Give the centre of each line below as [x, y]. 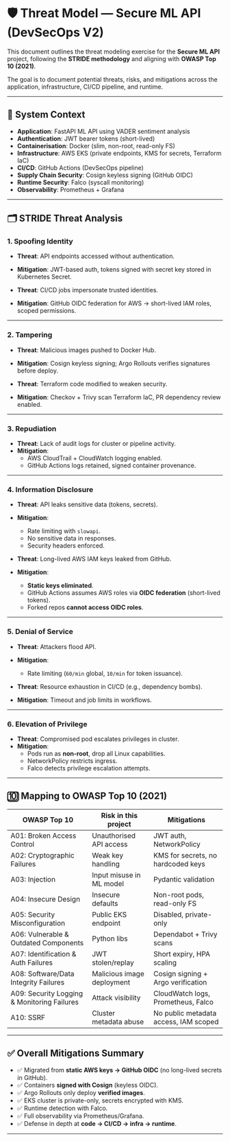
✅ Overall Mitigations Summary [76, 1054]
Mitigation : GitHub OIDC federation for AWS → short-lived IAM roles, [114, 303]
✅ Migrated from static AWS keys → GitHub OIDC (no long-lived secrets [119, 1070]
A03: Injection [33, 879]
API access [110, 844]
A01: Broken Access [43, 836]
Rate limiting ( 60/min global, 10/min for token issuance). [105, 673]
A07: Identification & [43, 954]
